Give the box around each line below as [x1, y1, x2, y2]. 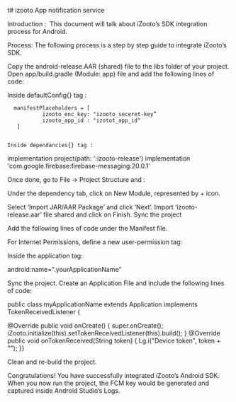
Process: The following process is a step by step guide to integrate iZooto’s [7, 41, 227, 49]
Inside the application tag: [7, 251, 83, 260]
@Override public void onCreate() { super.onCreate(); [7, 321, 164, 330]
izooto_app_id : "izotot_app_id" [42, 117, 141, 124]
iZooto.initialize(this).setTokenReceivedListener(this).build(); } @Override [7, 329, 221, 337]
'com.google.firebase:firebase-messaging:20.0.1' [7, 162, 151, 170]
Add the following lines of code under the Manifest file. [7, 224, 168, 232]
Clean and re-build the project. [7, 357, 97, 366]
